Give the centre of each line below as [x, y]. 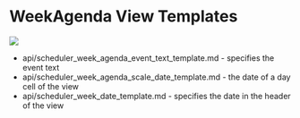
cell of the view [50, 86]
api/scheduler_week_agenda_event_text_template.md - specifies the [148, 58]
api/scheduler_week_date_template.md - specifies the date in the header [156, 96]
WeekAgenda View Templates [124, 17]
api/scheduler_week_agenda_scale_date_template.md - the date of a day [156, 77]
